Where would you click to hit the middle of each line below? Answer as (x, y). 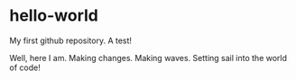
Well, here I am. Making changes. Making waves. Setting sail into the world (148, 58)
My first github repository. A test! (71, 40)
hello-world (54, 16)
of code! (25, 67)
